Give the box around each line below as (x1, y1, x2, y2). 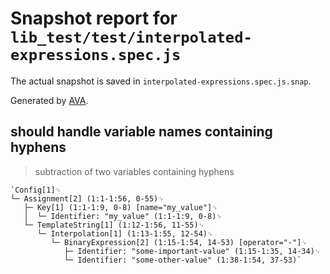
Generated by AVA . (10, 94, 89, 106)
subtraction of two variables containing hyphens (34, 165, 235, 177)
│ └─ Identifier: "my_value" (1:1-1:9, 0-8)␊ (23, 211, 223, 221)
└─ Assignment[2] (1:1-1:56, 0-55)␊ (10, 193, 165, 204)
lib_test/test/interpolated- (10, 28, 253, 47)
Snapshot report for (10, 7, 178, 30)
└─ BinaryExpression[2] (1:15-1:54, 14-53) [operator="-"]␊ (50, 237, 308, 247)
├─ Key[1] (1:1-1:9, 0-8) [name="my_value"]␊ (23, 202, 218, 212)
